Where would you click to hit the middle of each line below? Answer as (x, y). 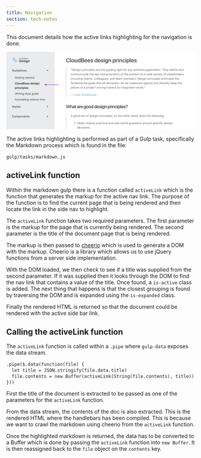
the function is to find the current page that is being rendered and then (94, 203)
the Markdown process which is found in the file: (67, 145)
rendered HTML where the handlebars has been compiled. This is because (99, 418)
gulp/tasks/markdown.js (36, 157)
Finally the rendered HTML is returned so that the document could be (92, 307)
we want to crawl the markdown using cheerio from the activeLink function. (100, 424)
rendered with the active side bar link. (53, 313)
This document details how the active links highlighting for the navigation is (99, 37)
